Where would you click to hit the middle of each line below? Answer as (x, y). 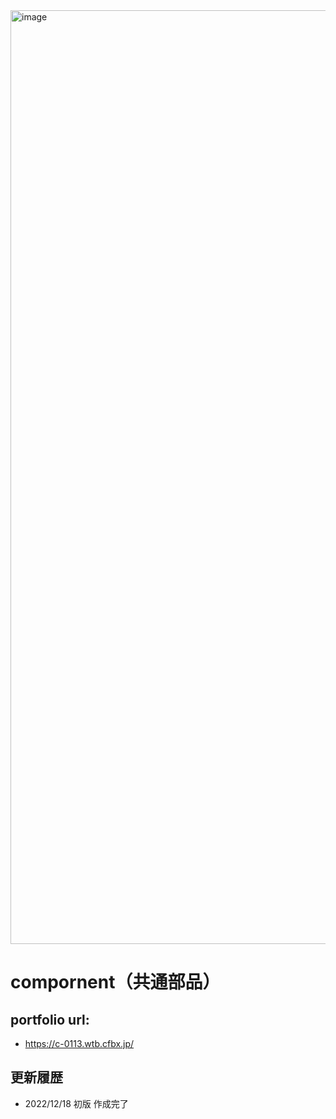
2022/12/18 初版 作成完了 (76, 1103)
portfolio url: (50, 1019)
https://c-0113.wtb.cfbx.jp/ (79, 1043)
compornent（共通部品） (115, 982)
